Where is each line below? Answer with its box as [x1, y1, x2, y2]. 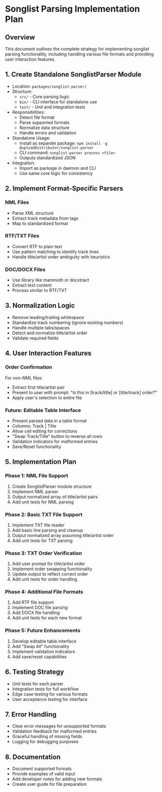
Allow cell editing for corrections [12, 428, 78, 434]
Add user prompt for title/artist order [12, 561, 86, 567]
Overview [5, 33, 36, 41]
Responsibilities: [12, 109, 45, 115]
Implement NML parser [12, 488, 58, 494]
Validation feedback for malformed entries [12, 728, 97, 734]
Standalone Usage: [12, 135, 51, 141]
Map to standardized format [12, 220, 68, 226]
